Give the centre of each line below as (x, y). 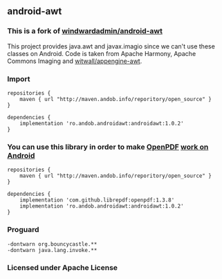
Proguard (23, 230)
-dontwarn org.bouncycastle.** (52, 244)
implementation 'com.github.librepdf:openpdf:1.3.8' (97, 200)
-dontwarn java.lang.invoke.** (52, 250)
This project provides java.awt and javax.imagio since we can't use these (111, 46)
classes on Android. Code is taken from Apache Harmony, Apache (102, 53)
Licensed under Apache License (63, 267)
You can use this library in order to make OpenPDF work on (108, 147)
